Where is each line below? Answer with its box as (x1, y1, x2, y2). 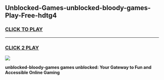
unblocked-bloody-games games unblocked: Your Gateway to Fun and (5, 64, 152, 70)
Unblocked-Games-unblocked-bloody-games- (5, 4, 151, 12)
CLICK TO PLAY (5, 26, 43, 33)
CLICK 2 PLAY (5, 44, 39, 51)
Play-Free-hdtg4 (5, 12, 57, 20)
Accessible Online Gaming (5, 69, 60, 75)
